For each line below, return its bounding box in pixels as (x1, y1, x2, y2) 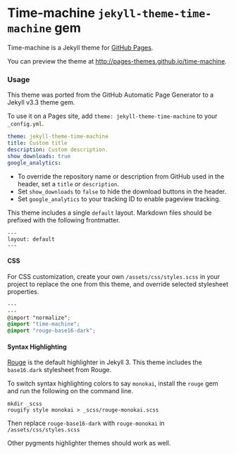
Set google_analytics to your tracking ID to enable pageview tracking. (17, 194, 221, 203)
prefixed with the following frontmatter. (7, 215, 120, 224)
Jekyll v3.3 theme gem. (7, 98, 75, 107)
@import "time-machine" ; (7, 321, 80, 328)
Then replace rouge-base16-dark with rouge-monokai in (7, 419, 165, 428)
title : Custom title (7, 140, 68, 147)
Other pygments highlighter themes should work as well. (7, 439, 171, 448)
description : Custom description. (7, 146, 109, 153)
